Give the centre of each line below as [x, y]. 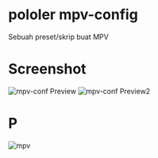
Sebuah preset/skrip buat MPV [58, 37]
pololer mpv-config [73, 15]
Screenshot [47, 69]
